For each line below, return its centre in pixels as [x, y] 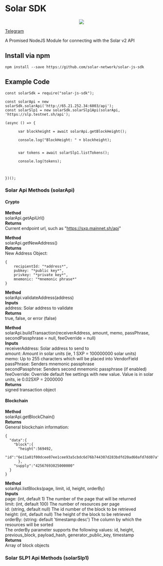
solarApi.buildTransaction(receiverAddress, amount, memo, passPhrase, [77, 333]
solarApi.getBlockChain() [30, 417]
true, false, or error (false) [31, 318]
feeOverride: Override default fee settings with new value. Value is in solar [79, 374]
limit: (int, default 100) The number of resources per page [62, 504]
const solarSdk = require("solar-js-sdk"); [50, 93]
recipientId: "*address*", [41, 266]
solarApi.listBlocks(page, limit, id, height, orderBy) [55, 488]
